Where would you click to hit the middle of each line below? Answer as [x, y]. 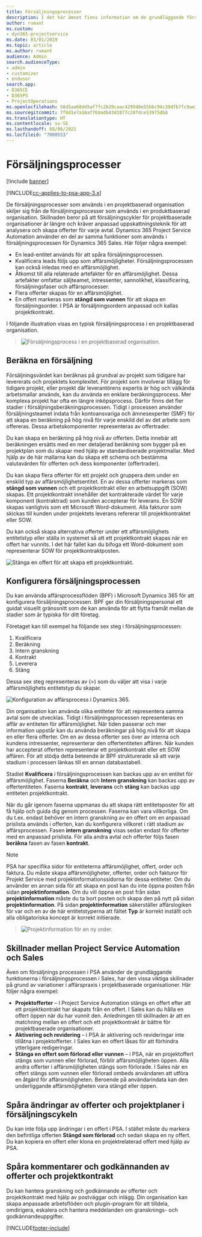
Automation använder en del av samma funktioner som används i [87, 236]
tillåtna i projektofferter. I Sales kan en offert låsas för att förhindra [96, 1042]
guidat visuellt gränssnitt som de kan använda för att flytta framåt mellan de [100, 609]
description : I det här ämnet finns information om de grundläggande [95, 17]
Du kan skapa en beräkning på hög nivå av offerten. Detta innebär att [92, 438]
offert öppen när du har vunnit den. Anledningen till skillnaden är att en [103, 1016]
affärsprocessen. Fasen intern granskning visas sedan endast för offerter [98, 830]
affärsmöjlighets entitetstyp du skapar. [54, 688]
